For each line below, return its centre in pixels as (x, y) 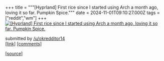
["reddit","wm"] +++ (26, 18)
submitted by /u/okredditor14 (35, 38)
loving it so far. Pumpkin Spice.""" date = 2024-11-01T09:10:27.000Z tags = (83, 13)
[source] (14, 53)
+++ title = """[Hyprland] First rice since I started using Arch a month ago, (82, 7)
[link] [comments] (24, 44)
